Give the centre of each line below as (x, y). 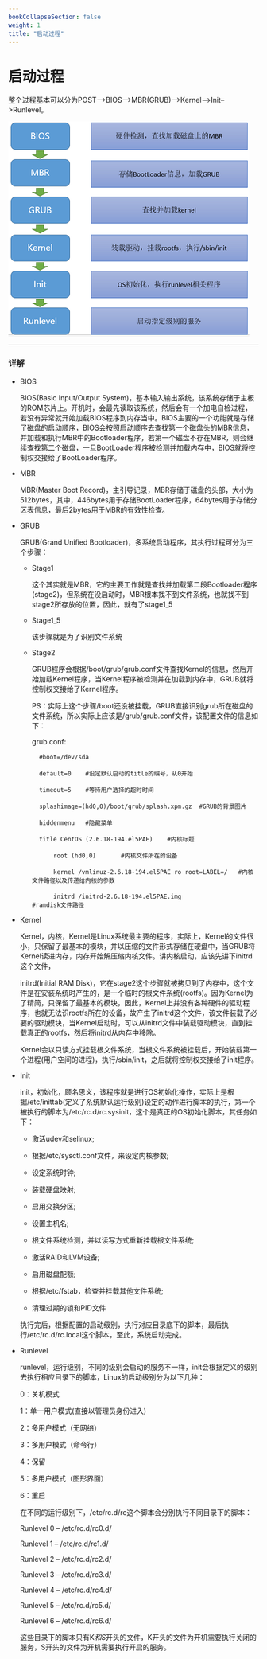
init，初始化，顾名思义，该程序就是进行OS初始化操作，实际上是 (124, 1091)
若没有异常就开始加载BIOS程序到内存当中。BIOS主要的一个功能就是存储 (137, 417)
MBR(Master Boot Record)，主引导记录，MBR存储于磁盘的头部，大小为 (136, 490)
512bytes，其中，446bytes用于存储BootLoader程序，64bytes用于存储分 (138, 500)
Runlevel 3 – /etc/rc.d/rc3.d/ (66, 1574)
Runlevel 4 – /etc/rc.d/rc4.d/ (66, 1590)
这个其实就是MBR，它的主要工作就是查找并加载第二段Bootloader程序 (144, 584)
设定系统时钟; (54, 1172)
